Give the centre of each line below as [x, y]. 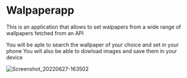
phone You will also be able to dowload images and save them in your [92, 51]
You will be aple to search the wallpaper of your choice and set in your [93, 45]
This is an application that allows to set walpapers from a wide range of [94, 27]
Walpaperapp [40, 10]
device [14, 57]
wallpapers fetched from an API [45, 33]
